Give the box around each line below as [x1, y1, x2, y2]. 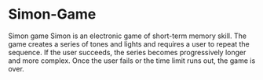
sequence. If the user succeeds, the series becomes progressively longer [8, 47, 247, 57]
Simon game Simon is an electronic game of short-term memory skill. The [8, 31, 247, 40]
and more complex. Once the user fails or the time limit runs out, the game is [8, 56, 256, 65]
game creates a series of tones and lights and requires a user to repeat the [8, 39, 250, 48]
